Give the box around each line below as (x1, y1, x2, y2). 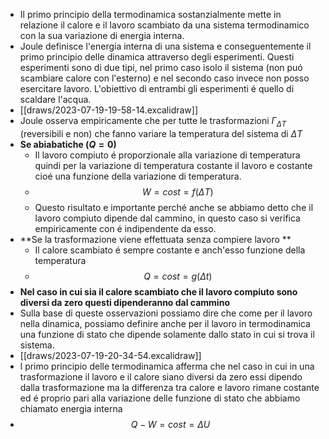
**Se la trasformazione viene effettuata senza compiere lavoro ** (19, 233, 292, 245)
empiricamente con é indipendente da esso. (34, 222, 217, 234)
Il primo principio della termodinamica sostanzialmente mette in (19, 9, 282, 20)
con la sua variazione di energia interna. (19, 30, 185, 41)
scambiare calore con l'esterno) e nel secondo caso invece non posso (19, 72, 310, 84)
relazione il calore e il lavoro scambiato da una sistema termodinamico (19, 19, 310, 31)
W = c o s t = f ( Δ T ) (142, 185, 214, 198)
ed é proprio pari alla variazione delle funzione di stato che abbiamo (19, 392, 301, 404)
